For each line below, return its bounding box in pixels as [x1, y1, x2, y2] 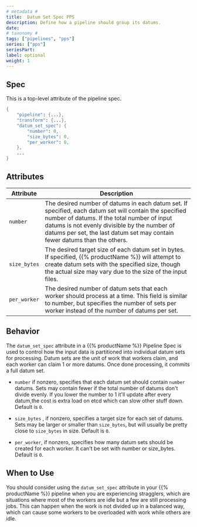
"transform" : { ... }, [16, 118, 67, 123]
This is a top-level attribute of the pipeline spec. [6, 95, 122, 102]
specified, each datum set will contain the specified [45, 206, 186, 214]
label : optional [6, 52, 46, 58]
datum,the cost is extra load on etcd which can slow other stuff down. [14, 397, 184, 404]
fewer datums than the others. [45, 236, 128, 244]
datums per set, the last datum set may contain [45, 229, 174, 237]
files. [45, 274, 59, 283]
